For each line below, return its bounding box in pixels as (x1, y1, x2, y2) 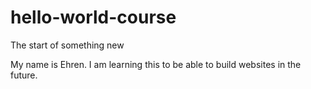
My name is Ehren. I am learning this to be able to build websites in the (10, 58, 302, 70)
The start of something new (10, 39, 125, 51)
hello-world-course (10, 6, 177, 29)
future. (10, 69, 38, 81)
